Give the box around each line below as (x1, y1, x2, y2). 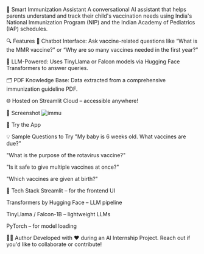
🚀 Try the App (6, 121, 41, 128)
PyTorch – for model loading (6, 222, 77, 230)
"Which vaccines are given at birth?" (6, 175, 99, 182)
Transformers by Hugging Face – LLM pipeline (6, 199, 123, 206)
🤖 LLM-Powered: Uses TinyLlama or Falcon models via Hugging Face (6, 58, 180, 65)
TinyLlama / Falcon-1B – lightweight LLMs (6, 211, 111, 217)
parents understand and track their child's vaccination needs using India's (6, 12, 192, 19)
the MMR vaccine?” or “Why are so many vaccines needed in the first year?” (6, 46, 199, 53)
